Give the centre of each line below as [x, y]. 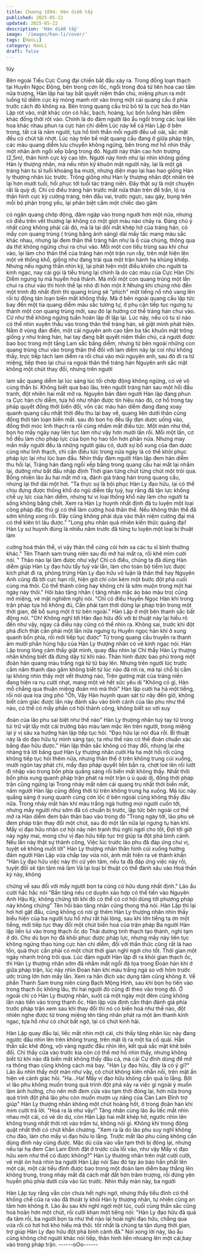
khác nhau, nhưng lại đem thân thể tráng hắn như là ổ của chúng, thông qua [101, 240]
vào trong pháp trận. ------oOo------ [52, 1244]
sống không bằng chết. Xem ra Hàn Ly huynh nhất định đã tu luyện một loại [100, 503]
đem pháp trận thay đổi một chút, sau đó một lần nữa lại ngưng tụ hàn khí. [98, 822]
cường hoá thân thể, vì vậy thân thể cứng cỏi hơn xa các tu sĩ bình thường [98, 547]
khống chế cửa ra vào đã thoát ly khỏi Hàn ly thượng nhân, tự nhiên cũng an [101, 1199]
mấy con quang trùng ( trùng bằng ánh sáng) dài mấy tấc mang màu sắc [96, 233]
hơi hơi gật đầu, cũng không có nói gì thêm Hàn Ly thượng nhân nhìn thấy [97, 912]
